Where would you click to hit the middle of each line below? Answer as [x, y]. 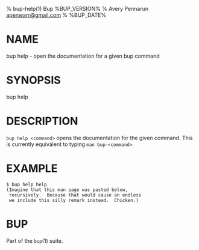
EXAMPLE [32, 168]
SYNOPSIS [34, 80]
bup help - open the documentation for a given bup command [83, 56]
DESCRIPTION [42, 121]
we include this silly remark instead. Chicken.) [74, 200]
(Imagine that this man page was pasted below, [67, 190]
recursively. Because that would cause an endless [75, 195]
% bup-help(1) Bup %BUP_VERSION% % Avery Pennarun [77, 9]
